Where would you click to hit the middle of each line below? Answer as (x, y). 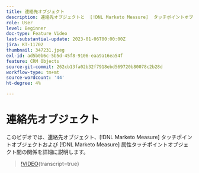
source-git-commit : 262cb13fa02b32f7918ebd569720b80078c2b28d (84, 67)
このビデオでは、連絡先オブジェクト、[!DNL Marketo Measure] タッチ (92, 137)
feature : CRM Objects (33, 61)
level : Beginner (26, 28)
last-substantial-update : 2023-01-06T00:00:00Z (66, 39)
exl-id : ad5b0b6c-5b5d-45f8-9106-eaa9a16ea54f (65, 56)
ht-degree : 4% (24, 84)
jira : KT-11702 (25, 45)
